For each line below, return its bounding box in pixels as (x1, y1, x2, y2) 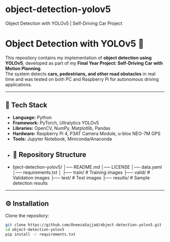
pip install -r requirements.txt (5, 232, 76, 237)
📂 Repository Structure (12, 151, 87, 159)
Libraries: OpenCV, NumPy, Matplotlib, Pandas (12, 125, 111, 131)
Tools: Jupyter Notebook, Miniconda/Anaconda (12, 135, 112, 142)
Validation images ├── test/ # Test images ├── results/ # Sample (12, 174, 150, 180)
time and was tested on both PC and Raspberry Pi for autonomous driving (5, 76, 159, 82)
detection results (12, 180, 48, 186)
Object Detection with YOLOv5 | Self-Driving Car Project (5, 20, 122, 26)
